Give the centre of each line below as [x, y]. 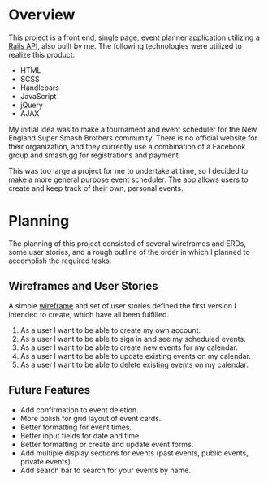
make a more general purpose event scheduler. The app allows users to [128, 179]
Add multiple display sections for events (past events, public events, [134, 453]
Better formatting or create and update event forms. [107, 444]
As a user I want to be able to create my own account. [110, 330]
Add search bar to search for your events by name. [105, 470]
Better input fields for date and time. [80, 435]
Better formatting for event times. [76, 427]
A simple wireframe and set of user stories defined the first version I [123, 305]
